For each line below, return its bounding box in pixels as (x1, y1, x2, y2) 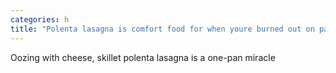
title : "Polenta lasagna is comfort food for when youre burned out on (10, 24, 315, 34)
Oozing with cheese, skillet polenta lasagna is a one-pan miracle (10, 51, 276, 63)
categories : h (10, 14, 70, 25)
